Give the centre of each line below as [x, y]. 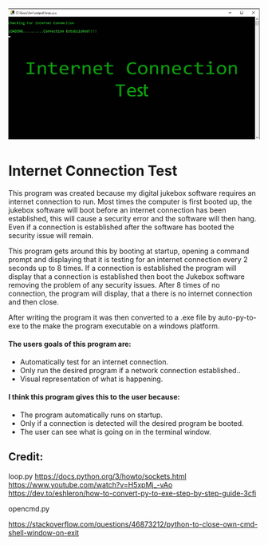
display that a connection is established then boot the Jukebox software [126, 276]
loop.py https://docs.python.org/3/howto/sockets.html [97, 476]
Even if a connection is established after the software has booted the [121, 227]
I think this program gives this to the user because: [94, 397]
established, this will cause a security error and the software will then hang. [132, 218]
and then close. [34, 302]
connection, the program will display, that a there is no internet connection [130, 293]
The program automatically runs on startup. [91, 415]
